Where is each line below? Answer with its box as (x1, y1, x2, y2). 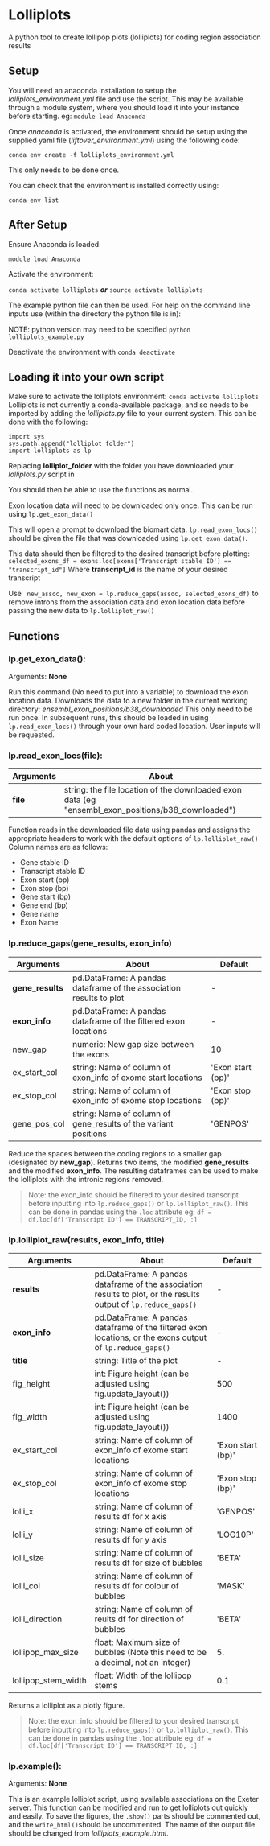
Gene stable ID (19, 858, 70, 867)
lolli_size (12, 1551, 44, 1563)
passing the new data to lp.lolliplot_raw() (8, 606, 155, 616)
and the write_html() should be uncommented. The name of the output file (8, 1820, 256, 1830)
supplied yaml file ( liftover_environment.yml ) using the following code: (8, 135, 240, 145)
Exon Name (19, 917, 59, 927)
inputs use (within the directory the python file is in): (8, 308, 182, 319)
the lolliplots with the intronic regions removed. (8, 1174, 164, 1184)
